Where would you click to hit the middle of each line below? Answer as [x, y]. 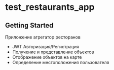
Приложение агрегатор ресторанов [43, 37]
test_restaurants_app [50, 7]
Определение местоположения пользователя [61, 62]
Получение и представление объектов [53, 52]
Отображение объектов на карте [47, 57]
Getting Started [29, 25]
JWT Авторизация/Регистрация [46, 47]
